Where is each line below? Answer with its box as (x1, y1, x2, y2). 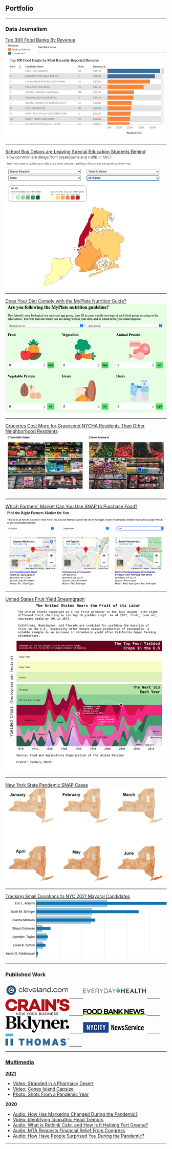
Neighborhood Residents (5, 428, 58, 435)
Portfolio (5, 4, 34, 13)
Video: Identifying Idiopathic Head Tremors (12, 1116, 104, 1122)
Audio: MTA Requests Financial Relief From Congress (12, 1127, 125, 1133)
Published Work (5, 971, 46, 978)
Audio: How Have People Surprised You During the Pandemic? (12, 1133, 145, 1139)
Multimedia (5, 1059, 34, 1066)
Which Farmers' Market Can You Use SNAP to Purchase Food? (5, 503, 138, 509)
